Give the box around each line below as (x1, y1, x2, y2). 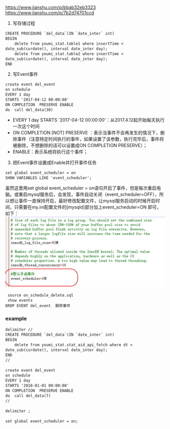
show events (7, 298, 33, 303)
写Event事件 (12, 71, 38, 77)
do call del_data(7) (5, 393, 51, 398)
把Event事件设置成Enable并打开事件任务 (12, 160, 97, 165)
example (5, 315, 27, 322)
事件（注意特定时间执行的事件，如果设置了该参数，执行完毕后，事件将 (17, 136, 164, 142)
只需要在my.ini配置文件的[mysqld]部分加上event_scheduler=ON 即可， (14, 204, 161, 210)
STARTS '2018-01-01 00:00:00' (5, 383, 70, 388)
